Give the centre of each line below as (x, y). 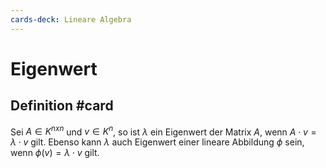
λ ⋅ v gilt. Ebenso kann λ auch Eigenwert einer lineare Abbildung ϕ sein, (157, 142)
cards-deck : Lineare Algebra (71, 19)
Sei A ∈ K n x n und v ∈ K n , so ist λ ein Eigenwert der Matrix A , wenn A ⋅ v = (163, 131)
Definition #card (62, 106)
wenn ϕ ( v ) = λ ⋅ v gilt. (55, 153)
